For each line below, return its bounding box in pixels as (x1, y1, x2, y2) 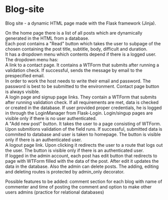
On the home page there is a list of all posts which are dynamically (5, 30, 143, 36)
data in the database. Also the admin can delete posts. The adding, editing (5, 163, 159, 169)
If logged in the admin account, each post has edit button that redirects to (5, 152, 157, 159)
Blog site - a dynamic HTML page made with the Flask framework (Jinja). (5, 20, 156, 26)
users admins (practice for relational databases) (5, 189, 104, 195)
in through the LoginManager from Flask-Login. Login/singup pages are (5, 110, 153, 116)
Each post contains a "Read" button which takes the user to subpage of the (5, 40, 161, 46)
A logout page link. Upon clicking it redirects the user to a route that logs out (5, 142, 163, 148)
